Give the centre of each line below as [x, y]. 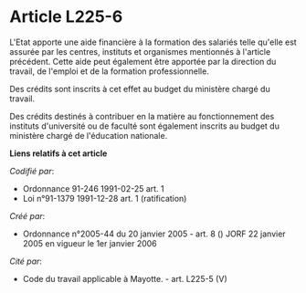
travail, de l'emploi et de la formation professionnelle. [110, 71]
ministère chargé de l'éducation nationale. [89, 135]
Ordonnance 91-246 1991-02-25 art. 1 [93, 188]
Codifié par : [32, 171]
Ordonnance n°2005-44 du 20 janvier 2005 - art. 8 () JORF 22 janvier [154, 234]
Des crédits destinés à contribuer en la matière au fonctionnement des [142, 116]
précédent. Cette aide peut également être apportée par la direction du [143, 61]
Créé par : [27, 215]
